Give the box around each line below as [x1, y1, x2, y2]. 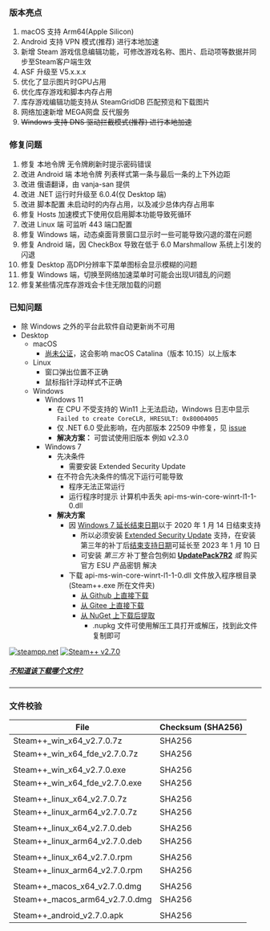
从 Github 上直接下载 [80, 590, 149, 600]
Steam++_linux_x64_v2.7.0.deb [13, 823, 132, 834]
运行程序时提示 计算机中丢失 [68, 492, 163, 501]
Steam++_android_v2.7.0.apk [13, 910, 123, 921]
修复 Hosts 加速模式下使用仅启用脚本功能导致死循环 [20, 209, 191, 218]
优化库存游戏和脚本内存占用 [20, 87, 113, 97]
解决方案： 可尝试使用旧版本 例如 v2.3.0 [56, 432, 189, 443]
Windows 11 [44, 394, 83, 404]
